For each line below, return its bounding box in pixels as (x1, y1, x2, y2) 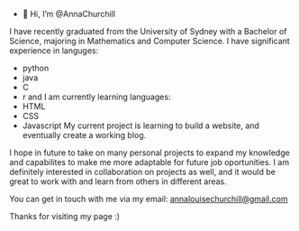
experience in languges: (9, 45, 99, 56)
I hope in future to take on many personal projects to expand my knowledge (9, 147, 290, 158)
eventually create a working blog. (22, 130, 147, 140)
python (22, 63, 50, 73)
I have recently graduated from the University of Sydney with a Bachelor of (9, 26, 287, 36)
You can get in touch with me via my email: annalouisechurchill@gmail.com (9, 194, 288, 204)
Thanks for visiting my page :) (9, 211, 120, 221)
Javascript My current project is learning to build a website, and (22, 120, 259, 131)
